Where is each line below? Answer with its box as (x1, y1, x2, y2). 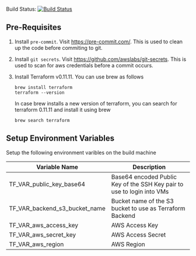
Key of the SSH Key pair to (111, 180, 184, 188)
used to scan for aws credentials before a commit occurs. (14, 62, 153, 69)
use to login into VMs (111, 187, 169, 196)
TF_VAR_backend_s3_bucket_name (9, 204, 106, 212)
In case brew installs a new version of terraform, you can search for (14, 100, 177, 107)
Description (132, 163, 166, 171)
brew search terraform (14, 117, 70, 123)
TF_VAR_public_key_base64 (9, 180, 86, 188)
